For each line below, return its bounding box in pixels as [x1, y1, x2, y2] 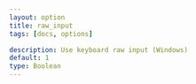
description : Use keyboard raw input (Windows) [9, 45, 189, 54]
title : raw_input [9, 21, 74, 30]
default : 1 [9, 54, 50, 63]
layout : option [9, 12, 66, 22]
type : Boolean [9, 62, 62, 71]
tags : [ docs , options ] [9, 29, 93, 38]
